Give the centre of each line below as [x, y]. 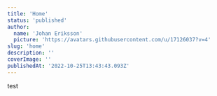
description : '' [31, 53]
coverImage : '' [29, 60]
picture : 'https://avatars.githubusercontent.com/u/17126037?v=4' [112, 40]
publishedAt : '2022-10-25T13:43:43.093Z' [69, 66]
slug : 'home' [26, 46]
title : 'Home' [28, 14]
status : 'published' [37, 20]
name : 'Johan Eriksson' [48, 33]
